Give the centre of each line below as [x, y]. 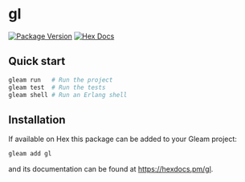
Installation [37, 120]
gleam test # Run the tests [57, 87]
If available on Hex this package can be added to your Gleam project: [122, 139]
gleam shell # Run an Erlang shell [68, 95]
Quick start [37, 61]
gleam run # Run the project [61, 80]
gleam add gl [30, 154]
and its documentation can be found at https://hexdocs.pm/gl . [111, 169]
